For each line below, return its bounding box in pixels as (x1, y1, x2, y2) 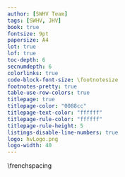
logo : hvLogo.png (7, 135, 59, 142)
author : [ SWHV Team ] (7, 10, 69, 18)
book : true (7, 23, 40, 30)
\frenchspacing (7, 161, 52, 170)
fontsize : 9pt (7, 30, 49, 38)
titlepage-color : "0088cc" (7, 103, 87, 110)
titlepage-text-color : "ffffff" (7, 109, 102, 116)
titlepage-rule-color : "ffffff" (7, 115, 102, 122)
